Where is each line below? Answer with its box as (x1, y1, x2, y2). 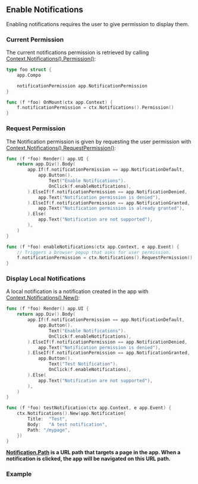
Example (6, 470, 32, 478)
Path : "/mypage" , (27, 427, 70, 433)
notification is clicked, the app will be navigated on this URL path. (6, 455, 171, 463)
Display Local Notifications (6, 275, 86, 283)
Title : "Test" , (27, 416, 68, 422)
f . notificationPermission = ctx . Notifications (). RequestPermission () (17, 255, 193, 261)
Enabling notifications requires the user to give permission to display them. (6, 20, 189, 27)
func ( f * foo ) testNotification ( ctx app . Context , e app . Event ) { (6, 405, 172, 411)
